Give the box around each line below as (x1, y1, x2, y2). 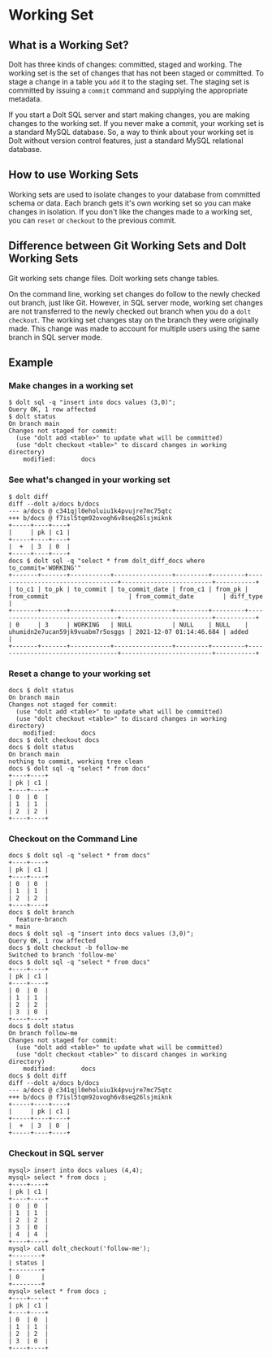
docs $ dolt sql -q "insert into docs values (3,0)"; (8, 930, 195, 938)
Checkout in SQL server (8, 1148, 104, 1159)
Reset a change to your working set (8, 668, 151, 679)
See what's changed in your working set (8, 474, 171, 485)
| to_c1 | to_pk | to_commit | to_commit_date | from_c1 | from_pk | (8, 585, 249, 593)
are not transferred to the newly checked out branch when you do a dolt (8, 306, 252, 316)
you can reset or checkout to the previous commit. (8, 215, 177, 225)
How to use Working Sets (8, 168, 140, 182)
